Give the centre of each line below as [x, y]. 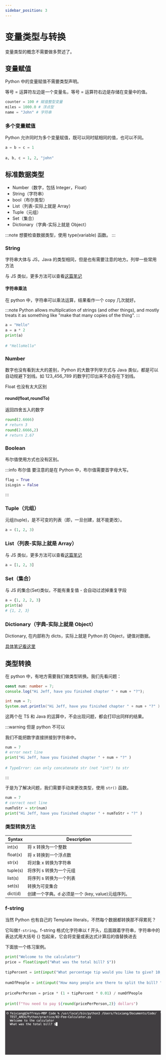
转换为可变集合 [43, 886]
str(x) [13, 863]
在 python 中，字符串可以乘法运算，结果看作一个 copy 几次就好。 [72, 300]
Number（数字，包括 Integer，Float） [51, 187]
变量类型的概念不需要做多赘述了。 [40, 51]
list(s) [13, 878]
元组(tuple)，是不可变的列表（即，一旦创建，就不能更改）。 [65, 520]
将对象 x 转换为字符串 [49, 863]
